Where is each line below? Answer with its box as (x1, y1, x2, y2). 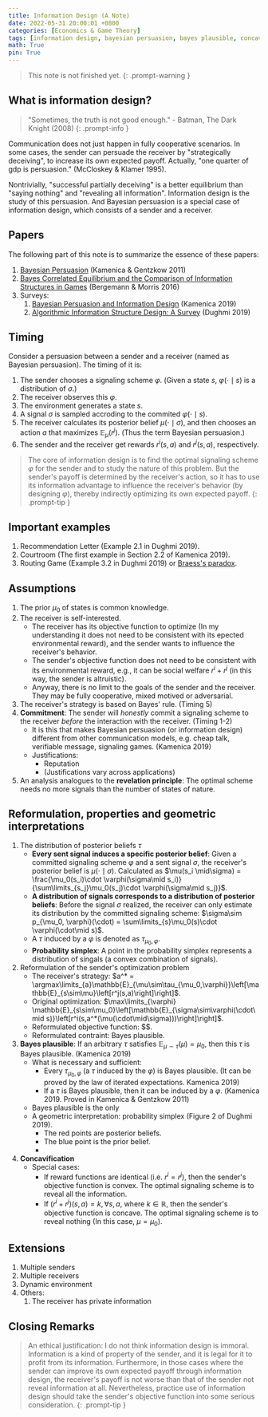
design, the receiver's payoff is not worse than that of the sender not (27, 1375, 254, 1384)
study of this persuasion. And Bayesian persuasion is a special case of (8, 196, 240, 206)
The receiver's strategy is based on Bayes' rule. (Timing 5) (19, 699, 213, 708)
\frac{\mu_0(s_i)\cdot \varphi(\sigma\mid (31, 874, 166, 884)
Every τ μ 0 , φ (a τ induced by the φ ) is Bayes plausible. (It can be (43, 1066, 251, 1079)
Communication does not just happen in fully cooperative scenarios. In (8, 139, 241, 148)
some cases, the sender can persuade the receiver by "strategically (8, 147, 231, 156)
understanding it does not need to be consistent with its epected (31, 630, 245, 639)
